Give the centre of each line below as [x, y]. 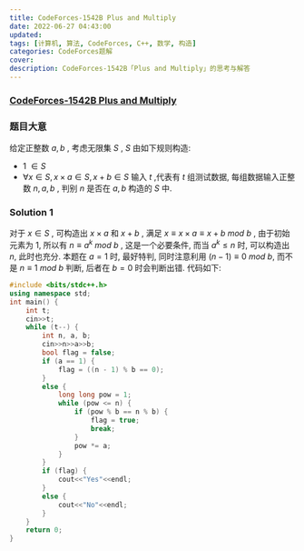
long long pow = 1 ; [94, 395]
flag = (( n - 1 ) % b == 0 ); [111, 369]
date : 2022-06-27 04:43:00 [60, 26]
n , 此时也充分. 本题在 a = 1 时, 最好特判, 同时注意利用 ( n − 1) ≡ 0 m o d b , [142, 256]
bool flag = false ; [79, 353]
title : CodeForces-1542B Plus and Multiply [93, 18]
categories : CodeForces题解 [61, 52]
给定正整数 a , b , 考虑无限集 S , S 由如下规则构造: [100, 148]
